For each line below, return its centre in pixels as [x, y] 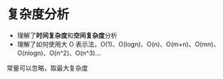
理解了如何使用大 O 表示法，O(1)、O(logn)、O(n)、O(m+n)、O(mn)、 [118, 44]
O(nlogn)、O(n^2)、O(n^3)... [59, 53]
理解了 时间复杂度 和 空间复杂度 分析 [67, 35]
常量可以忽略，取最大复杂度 [47, 68]
